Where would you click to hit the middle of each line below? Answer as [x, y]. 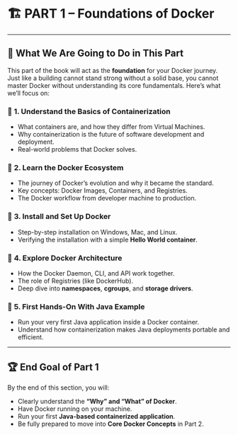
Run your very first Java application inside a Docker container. [108, 322]
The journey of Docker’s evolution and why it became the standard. [115, 183]
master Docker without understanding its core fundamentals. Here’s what [114, 85]
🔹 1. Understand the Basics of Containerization [89, 111]
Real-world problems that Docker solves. [77, 149]
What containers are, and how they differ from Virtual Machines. [111, 127]
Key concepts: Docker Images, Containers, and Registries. [102, 191]
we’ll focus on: [28, 93]
